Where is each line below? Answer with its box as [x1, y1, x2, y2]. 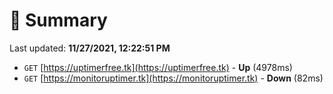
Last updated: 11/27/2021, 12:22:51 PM [9, 42, 171, 54]
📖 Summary [9, 9, 108, 32]
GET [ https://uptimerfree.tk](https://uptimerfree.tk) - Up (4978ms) [23, 61, 293, 73]
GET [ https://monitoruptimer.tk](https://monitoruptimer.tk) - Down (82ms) [23, 72, 324, 84]
